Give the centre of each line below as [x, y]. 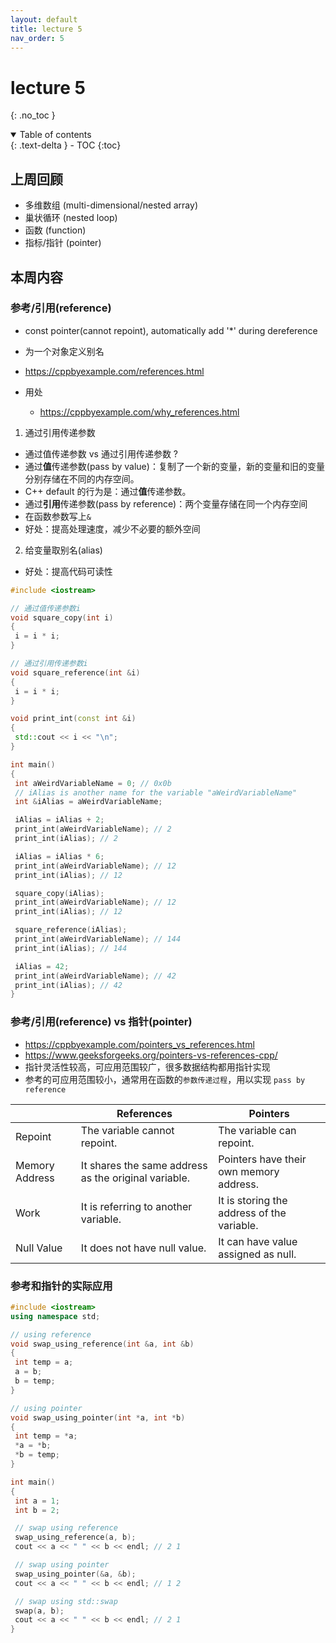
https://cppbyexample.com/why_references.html [139, 412]
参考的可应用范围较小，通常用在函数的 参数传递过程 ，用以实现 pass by [165, 1079]
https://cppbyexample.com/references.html [114, 371]
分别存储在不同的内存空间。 [82, 478]
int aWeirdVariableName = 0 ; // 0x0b [93, 783]
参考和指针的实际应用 [61, 1286]
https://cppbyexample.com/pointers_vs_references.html [139, 1044]
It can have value [258, 1241]
